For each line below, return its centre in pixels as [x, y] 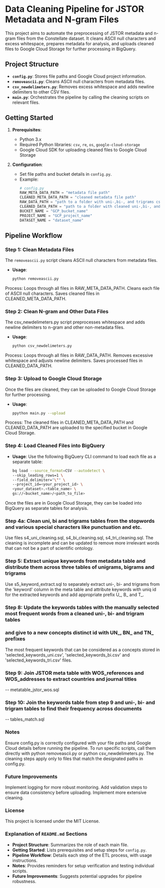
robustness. [24, 881]
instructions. [25, 860]
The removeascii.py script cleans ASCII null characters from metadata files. [82, 260]
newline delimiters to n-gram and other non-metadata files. [65, 327]
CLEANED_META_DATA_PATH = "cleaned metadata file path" [78, 197]
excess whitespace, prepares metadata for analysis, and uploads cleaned [80, 43]
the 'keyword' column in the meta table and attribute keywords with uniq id [81, 589]
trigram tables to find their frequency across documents [74, 709]
